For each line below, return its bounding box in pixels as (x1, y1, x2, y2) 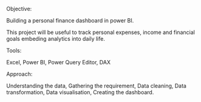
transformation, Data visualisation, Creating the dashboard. (6, 89, 154, 96)
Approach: (6, 70, 33, 78)
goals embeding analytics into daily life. (6, 35, 105, 42)
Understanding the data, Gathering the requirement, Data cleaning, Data (6, 82, 187, 89)
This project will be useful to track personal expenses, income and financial (6, 29, 196, 36)
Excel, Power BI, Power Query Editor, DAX (6, 59, 111, 66)
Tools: (6, 47, 22, 54)
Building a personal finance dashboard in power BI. (6, 17, 134, 24)
